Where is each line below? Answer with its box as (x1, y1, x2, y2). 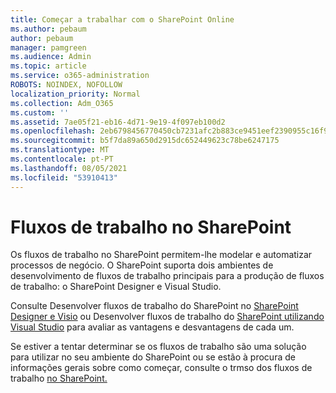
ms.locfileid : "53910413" (10, 172, 118, 183)
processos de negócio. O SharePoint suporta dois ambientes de (10, 259, 274, 271)
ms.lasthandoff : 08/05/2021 (10, 163, 128, 173)
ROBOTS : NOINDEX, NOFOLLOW (10, 80, 123, 90)
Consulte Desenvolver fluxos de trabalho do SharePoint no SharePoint (10, 300, 299, 312)
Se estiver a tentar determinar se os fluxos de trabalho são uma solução (10, 341, 307, 353)
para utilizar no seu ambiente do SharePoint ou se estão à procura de (10, 351, 296, 363)
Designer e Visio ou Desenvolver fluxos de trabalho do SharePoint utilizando (10, 311, 325, 323)
